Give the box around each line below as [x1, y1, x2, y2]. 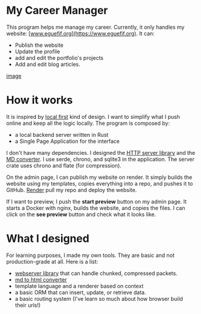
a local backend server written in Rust [14, 131, 109, 138]
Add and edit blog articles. [14, 61, 80, 68]
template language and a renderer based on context [14, 282, 144, 289]
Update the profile [14, 47, 60, 55]
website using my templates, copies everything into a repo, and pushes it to [6, 180, 193, 187]
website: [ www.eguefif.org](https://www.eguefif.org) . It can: [6, 29, 155, 37]
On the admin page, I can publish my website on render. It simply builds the [6, 174, 193, 181]
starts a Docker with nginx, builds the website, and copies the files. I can [6, 204, 185, 211]
